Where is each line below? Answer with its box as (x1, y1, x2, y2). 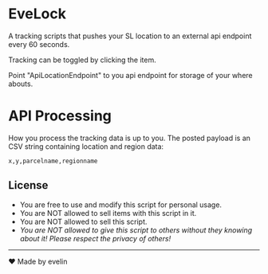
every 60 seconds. (8, 39, 70, 49)
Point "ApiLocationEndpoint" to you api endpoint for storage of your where (8, 70, 253, 80)
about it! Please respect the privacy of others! (19, 233, 171, 243)
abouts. (8, 79, 33, 88)
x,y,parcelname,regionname (8, 157, 98, 165)
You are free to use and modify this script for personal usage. (19, 200, 222, 209)
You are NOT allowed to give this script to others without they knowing (19, 225, 253, 235)
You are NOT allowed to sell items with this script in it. (19, 208, 197, 217)
